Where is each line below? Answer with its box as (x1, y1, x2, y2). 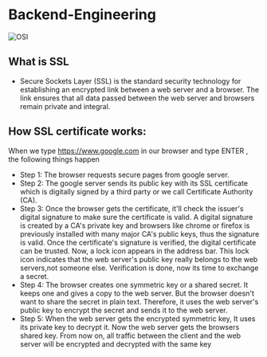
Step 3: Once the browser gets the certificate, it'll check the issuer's (19, 203, 245, 213)
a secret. (19, 271, 49, 280)
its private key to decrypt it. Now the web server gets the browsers (19, 322, 240, 331)
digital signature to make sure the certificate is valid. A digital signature (19, 212, 253, 222)
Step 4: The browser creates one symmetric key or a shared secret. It (19, 280, 249, 289)
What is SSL (8, 55, 69, 69)
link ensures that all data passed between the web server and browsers (19, 93, 255, 103)
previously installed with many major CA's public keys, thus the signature (19, 229, 260, 238)
